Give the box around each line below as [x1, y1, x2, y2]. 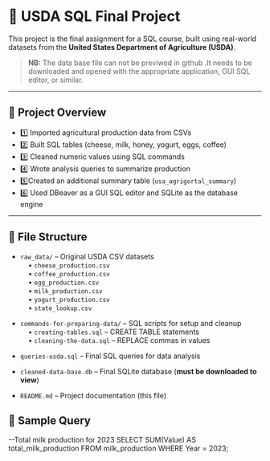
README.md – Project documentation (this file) [19, 390, 167, 400]
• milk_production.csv [27, 285, 103, 296]
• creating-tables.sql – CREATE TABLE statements [27, 327, 199, 337]
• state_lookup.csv [27, 303, 92, 312]
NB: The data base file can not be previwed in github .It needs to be [27, 58, 253, 67]
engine [19, 199, 43, 209]
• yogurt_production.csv [27, 294, 110, 304]
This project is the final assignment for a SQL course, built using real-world [8, 34, 257, 43]
